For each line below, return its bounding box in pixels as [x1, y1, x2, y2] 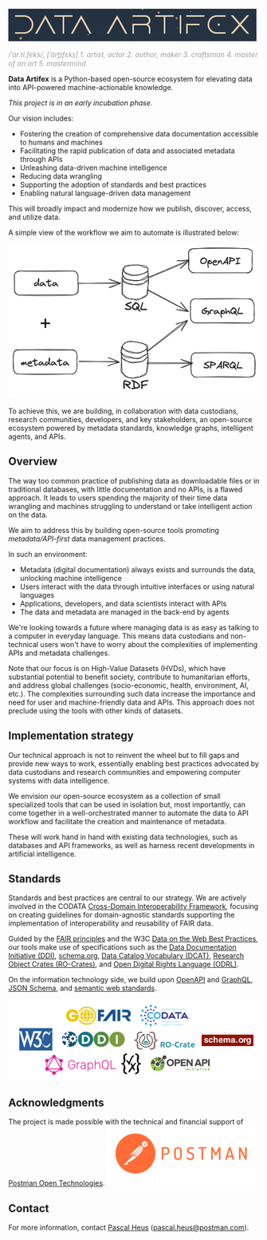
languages [19, 590, 55, 599]
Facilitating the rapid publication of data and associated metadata [19, 146, 235, 156]
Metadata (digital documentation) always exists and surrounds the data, [19, 564, 257, 575]
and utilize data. [8, 212, 61, 222]
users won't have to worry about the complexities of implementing [39, 639, 258, 649]
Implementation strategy [8, 729, 134, 743]
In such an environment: [8, 549, 88, 559]
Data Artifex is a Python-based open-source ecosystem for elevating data [8, 74, 253, 84]
